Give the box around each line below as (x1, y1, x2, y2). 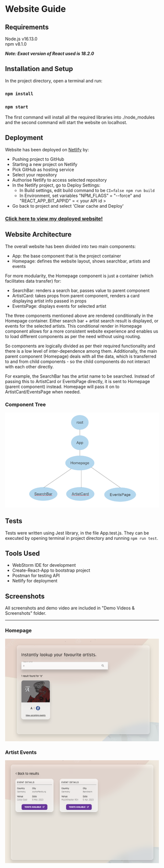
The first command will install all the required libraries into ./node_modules (5, 114, 155, 121)
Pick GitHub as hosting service (12, 167, 74, 172)
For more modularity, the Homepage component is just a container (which (5, 273, 154, 279)
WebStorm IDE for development (12, 562, 76, 568)
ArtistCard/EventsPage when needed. (5, 388, 81, 395)
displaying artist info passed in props (12, 298, 87, 304)
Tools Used (5, 550, 40, 558)
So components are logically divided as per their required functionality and (5, 343, 155, 349)
